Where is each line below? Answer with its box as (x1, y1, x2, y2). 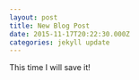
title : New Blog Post (9, 21, 91, 30)
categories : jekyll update (9, 37, 110, 47)
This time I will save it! (9, 62, 91, 73)
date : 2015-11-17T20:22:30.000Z (9, 29, 130, 38)
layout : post (9, 12, 58, 22)
